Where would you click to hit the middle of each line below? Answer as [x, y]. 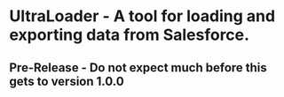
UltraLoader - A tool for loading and [142, 16]
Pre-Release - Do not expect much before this [138, 67]
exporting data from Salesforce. [130, 35]
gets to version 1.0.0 [67, 81]
